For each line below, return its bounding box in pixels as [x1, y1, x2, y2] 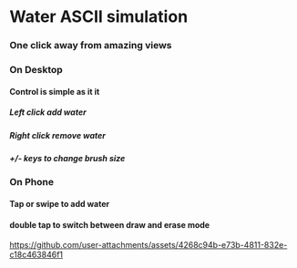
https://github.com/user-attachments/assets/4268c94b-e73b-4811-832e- [9, 240, 288, 251]
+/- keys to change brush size [9, 152, 126, 163]
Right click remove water [9, 129, 107, 140]
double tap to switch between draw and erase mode [9, 219, 210, 230]
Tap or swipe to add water [9, 198, 110, 209]
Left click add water [9, 107, 87, 118]
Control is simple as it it [9, 86, 100, 97]
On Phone [9, 176, 55, 189]
